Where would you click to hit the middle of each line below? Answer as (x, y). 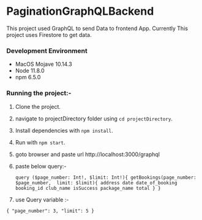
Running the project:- (39, 93)
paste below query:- (41, 166)
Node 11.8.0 (30, 71)
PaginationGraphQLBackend (80, 11)
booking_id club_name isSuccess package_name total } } (88, 188)
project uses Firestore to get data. (49, 34)
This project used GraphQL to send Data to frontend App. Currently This (97, 28)
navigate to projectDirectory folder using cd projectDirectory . (94, 119)
